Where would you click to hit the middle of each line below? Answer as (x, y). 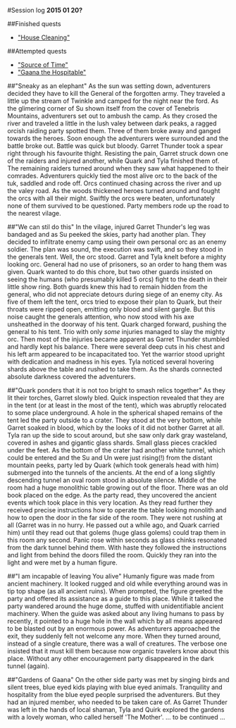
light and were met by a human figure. (62, 562)
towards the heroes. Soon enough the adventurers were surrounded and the (118, 138)
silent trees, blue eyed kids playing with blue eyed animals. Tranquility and (115, 687)
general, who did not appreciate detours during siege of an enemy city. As (115, 294)
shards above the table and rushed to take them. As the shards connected (115, 369)
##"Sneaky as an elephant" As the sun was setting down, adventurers (109, 86)
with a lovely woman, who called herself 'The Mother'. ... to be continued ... (116, 717)
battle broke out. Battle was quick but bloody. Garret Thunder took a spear (115, 146)
